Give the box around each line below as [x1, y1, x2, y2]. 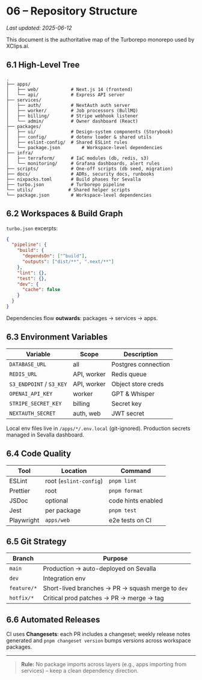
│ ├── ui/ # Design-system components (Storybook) [6, 129, 173, 135]
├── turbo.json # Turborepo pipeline [6, 181, 125, 188]
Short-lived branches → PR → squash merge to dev [43, 584, 188, 592]
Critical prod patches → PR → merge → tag [43, 594, 164, 602]
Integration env [43, 574, 86, 583]
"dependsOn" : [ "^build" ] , [22, 253, 87, 259]
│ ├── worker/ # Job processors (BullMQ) [6, 107, 138, 114]
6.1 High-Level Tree [6, 60, 80, 70]
